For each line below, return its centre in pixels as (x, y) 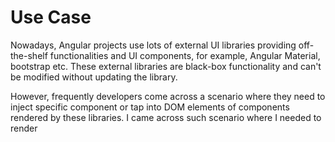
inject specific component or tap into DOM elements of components (150, 107)
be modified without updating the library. (94, 77)
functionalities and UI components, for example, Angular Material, (185, 55)
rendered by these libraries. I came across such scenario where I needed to (166, 117)
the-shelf (29, 55)
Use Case (51, 17)
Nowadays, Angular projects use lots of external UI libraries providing (153, 45)
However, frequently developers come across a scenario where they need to (168, 96)
